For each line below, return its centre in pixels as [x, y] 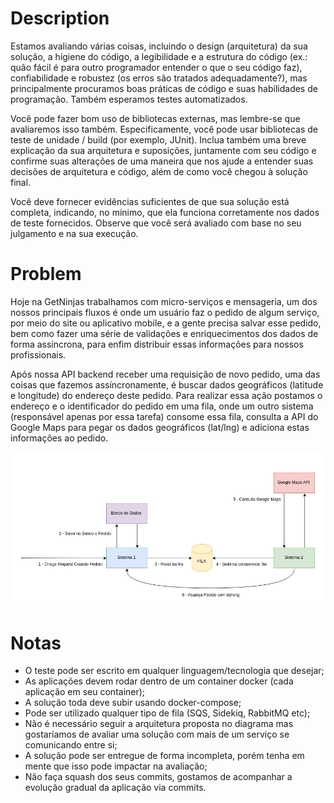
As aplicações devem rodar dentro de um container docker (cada [159, 681]
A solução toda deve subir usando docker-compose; [133, 703]
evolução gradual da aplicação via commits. [115, 788]
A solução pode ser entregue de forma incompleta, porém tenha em [164, 756]
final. [21, 182]
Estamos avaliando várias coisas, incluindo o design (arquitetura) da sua [159, 46]
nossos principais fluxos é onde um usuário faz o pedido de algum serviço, [165, 312]
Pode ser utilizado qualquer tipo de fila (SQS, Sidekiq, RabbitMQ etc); [167, 713]
